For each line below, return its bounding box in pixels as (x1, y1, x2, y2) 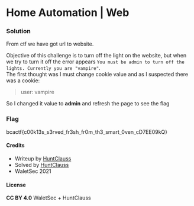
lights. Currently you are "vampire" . (6, 65, 101, 72)
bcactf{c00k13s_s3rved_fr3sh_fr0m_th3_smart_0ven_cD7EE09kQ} (6, 128, 167, 136)
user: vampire (20, 89, 54, 96)
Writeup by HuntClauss (14, 154, 72, 162)
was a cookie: (6, 77, 40, 84)
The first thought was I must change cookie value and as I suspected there (6, 71, 189, 78)
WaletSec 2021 (14, 168, 51, 175)
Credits (6, 142, 25, 149)
